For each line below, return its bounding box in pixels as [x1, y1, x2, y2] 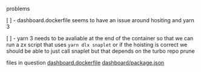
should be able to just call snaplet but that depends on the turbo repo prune [6, 47, 195, 55]
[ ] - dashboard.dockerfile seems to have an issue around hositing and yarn [6, 17, 195, 23]
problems [6, 5, 30, 12]
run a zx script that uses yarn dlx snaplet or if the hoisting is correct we [6, 41, 188, 48]
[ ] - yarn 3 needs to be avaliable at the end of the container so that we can [6, 35, 194, 41]
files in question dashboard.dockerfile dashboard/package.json [6, 59, 165, 66]
